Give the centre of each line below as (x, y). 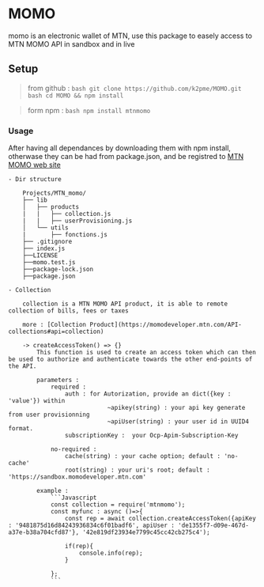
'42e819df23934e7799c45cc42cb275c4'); (147, 532)
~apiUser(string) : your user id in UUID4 (178, 422)
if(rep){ (79, 547)
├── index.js (44, 249)
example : (53, 491)
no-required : (74, 449)
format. (21, 429)
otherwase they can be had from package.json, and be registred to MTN (126, 157)
